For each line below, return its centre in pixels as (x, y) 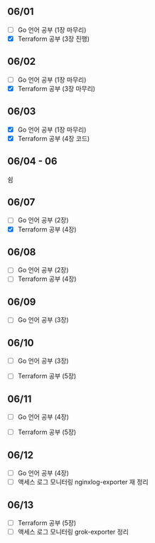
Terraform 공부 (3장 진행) (54, 38)
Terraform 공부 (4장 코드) (54, 138)
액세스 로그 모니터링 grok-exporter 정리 (73, 532)
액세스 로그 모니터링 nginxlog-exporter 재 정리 (83, 482)
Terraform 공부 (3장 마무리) (57, 88)
